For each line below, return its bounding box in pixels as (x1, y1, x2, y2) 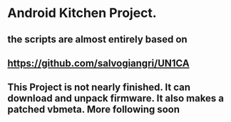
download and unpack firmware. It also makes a (7, 92, 225, 104)
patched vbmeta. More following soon (7, 104, 180, 116)
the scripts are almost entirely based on (7, 33, 188, 45)
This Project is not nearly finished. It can (7, 82, 191, 94)
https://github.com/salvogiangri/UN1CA (7, 57, 190, 69)
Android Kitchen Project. (7, 5, 157, 21)
